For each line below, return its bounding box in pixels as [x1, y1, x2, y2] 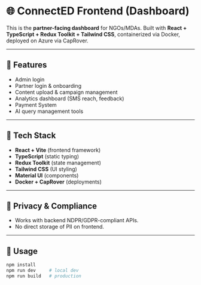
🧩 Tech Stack [6, 130, 56, 141]
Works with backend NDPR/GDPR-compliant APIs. [14, 217, 139, 224]
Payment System [14, 101, 57, 108]
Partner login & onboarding [14, 82, 82, 89]
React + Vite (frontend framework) [14, 146, 101, 154]
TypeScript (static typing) [14, 152, 80, 160]
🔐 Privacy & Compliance [6, 201, 98, 211]
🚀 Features [6, 60, 47, 70]
